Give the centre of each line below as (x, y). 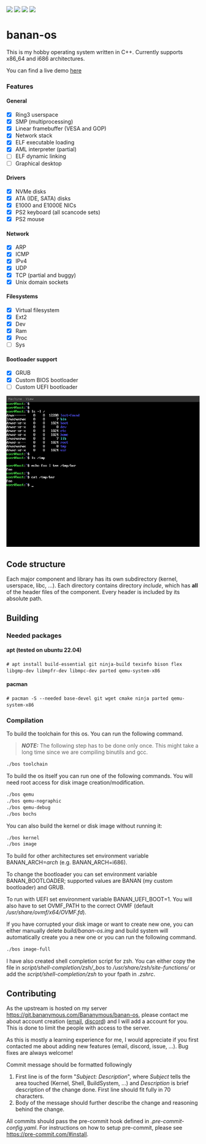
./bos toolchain (27, 764)
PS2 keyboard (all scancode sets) (58, 212)
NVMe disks (31, 191)
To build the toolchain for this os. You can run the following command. (95, 734)
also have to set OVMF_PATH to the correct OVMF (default (80, 906)
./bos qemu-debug (29, 807)
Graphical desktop (39, 163)
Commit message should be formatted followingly (69, 1065)
